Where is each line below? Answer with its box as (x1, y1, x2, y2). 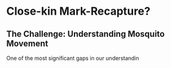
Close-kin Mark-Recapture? (6, 4, 151, 18)
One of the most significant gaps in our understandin (6, 55, 139, 62)
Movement (6, 38, 49, 48)
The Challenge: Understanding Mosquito (6, 29, 165, 39)
